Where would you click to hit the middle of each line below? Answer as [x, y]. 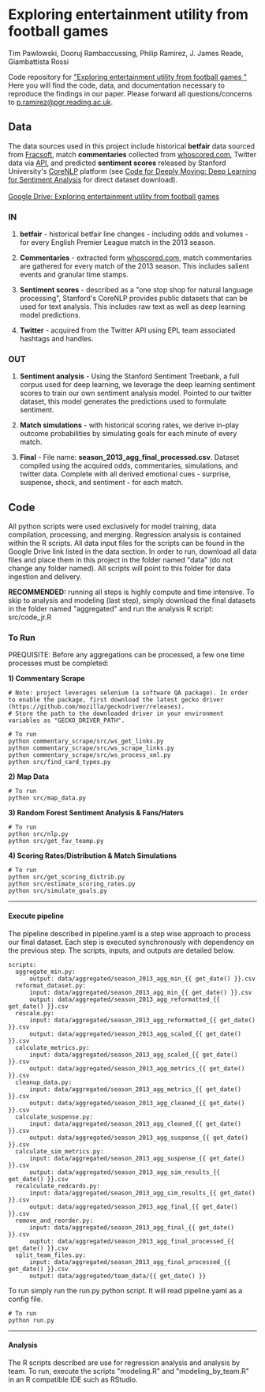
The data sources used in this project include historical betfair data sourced [131, 146]
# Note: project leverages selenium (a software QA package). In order [128, 693]
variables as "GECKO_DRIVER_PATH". [67, 720]
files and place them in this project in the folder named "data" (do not [121, 560]
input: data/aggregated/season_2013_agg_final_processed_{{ [130, 1262]
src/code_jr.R [30, 617]
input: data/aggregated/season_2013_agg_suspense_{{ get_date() [137, 1158]
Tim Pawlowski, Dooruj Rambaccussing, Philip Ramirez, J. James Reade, [126, 53]
